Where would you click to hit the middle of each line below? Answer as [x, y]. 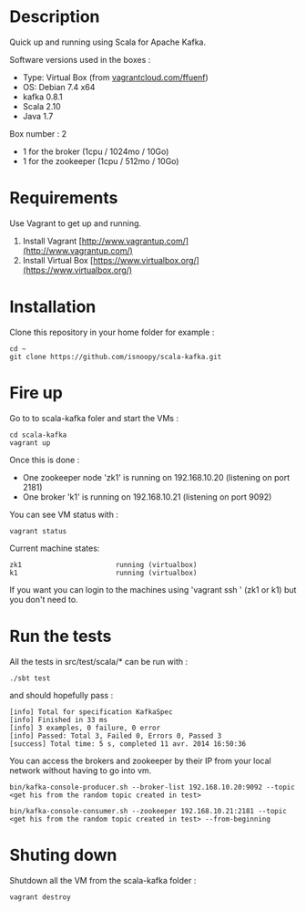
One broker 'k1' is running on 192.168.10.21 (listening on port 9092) [147, 497]
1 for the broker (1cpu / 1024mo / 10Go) [96, 151]
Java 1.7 [38, 116]
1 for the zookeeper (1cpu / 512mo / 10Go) [101, 160]
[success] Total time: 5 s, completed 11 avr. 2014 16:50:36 [128, 744]
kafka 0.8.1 [43, 97]
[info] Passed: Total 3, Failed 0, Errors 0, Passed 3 [116, 736]
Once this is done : [45, 460]
